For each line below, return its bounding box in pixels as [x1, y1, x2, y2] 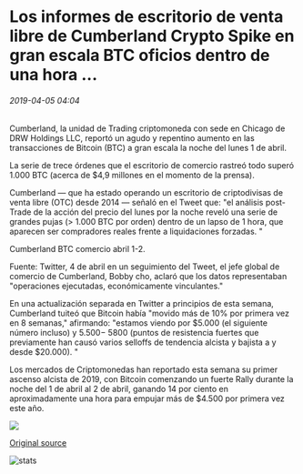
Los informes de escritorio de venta [9, 6, 284, 27]
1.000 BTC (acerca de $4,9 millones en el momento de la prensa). [9, 170, 255, 181]
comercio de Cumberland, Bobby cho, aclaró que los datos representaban [9, 271, 288, 282]
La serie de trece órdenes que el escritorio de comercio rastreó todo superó [9, 160, 294, 171]
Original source [9, 438, 67, 449]
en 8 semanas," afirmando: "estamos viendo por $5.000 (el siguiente [9, 318, 268, 328]
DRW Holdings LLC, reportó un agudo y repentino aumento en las [9, 133, 255, 144]
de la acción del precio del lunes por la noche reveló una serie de [33, 207, 278, 217]
